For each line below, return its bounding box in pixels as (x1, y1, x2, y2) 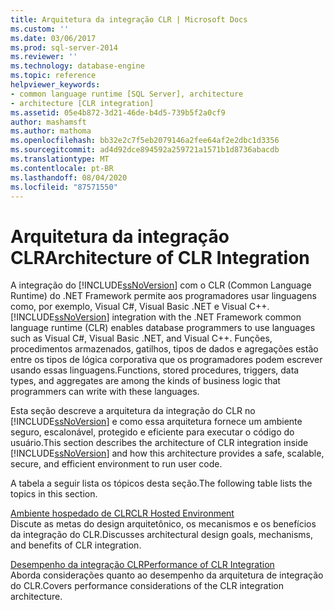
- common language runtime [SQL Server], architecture (10, 89, 244, 99)
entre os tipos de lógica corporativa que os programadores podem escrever (10, 354, 323, 366)
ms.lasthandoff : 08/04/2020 (10, 172, 128, 183)
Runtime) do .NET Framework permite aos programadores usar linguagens (10, 290, 317, 302)
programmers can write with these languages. (10, 386, 200, 398)
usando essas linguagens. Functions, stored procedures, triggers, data (10, 364, 300, 376)
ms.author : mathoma (10, 126, 92, 136)
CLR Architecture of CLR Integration (10, 246, 310, 269)
